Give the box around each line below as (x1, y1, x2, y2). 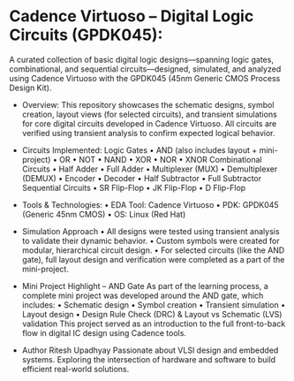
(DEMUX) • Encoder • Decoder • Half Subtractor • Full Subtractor (21, 172, 262, 183)
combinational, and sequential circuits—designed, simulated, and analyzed (9, 64, 282, 74)
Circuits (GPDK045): (9, 25, 163, 45)
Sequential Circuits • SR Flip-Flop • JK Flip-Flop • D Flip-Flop (21, 182, 246, 193)
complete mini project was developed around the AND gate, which (21, 290, 264, 301)
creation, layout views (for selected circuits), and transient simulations (21, 109, 278, 119)
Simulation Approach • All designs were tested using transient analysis (21, 225, 280, 236)
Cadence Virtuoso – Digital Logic (9, 6, 254, 27)
